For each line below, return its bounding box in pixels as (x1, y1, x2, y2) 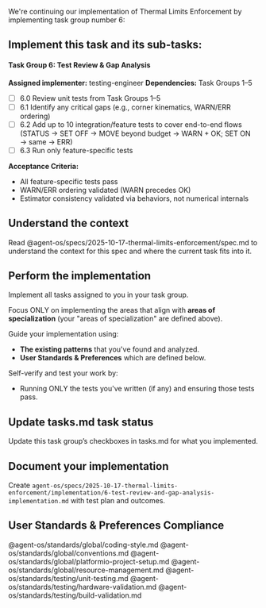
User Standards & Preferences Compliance (8, 519, 225, 533)
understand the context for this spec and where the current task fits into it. (8, 246, 253, 256)
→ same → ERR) (19, 137, 73, 146)
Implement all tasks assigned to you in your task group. (8, 290, 189, 300)
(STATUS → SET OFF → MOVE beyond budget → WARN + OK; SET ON (19, 129, 252, 138)
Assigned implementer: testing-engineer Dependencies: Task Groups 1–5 (8, 78, 253, 87)
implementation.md (8, 498, 69, 506)
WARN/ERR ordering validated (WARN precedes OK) (19, 185, 191, 194)
